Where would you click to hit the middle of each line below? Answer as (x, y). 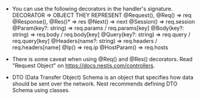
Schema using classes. (41, 90)
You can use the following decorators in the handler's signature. (92, 9)
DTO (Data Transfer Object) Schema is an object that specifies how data (103, 77)
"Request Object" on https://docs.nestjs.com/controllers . (83, 65)
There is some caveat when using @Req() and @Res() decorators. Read (102, 59)
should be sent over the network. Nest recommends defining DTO (95, 84)
